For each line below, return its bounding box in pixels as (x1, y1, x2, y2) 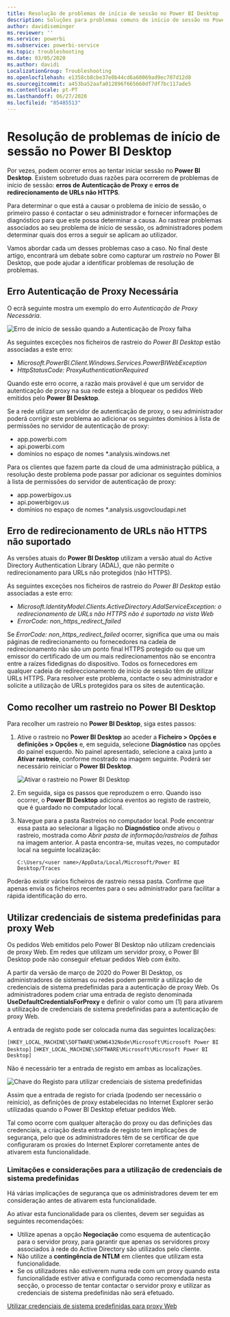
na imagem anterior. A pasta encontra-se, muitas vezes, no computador (16, 838, 220, 847)
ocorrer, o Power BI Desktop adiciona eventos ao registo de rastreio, (16, 796, 211, 804)
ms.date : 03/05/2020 (7, 55, 66, 62)
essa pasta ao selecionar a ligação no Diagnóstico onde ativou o (16, 824, 201, 832)
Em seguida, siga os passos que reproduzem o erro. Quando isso (16, 789, 202, 797)
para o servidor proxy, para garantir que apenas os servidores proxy (16, 1237, 210, 1246)
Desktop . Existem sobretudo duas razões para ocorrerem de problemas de (7, 173, 219, 182)
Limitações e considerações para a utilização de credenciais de (7, 1165, 222, 1174)
